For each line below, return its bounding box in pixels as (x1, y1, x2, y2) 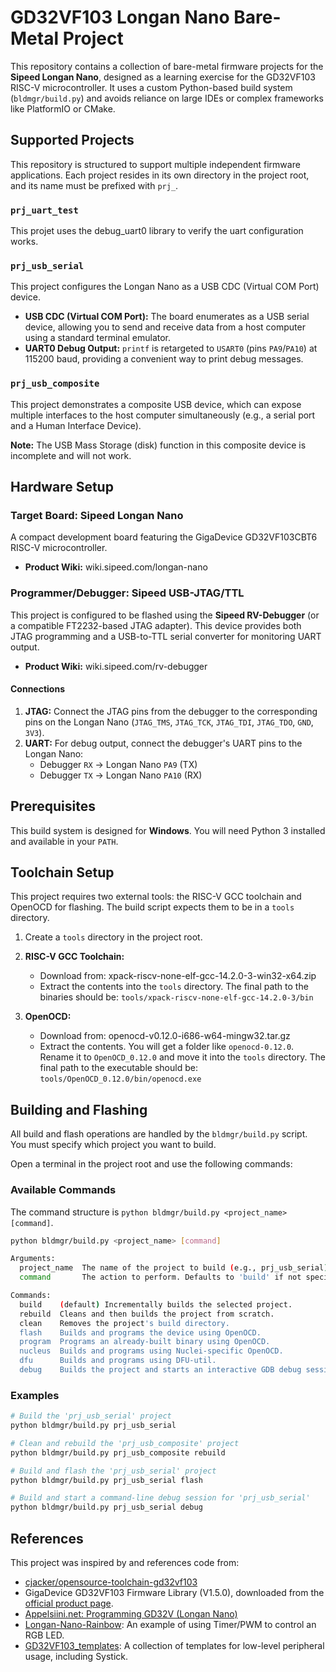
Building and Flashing (10, 1101, 148, 1118)
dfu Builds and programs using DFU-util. (19, 1356, 217, 1366)
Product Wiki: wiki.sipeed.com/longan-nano (24, 561, 208, 573)
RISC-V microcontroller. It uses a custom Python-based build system (10, 81, 293, 93)
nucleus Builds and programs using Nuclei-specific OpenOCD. (19, 1346, 284, 1356)
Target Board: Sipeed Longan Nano (10, 508, 184, 522)
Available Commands (10, 1183, 117, 1197)
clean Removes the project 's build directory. (19, 1318, 230, 1328)
